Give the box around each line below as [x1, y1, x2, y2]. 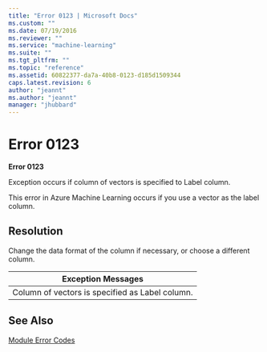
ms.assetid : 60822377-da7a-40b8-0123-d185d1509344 [8, 71, 181, 79]
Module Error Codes [8, 335, 75, 345]
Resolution [8, 225, 63, 238]
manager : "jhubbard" [8, 101, 78, 109]
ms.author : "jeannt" [8, 94, 78, 102]
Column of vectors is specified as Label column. [12, 286, 194, 298]
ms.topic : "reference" [8, 64, 84, 72]
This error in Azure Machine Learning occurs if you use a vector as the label [8, 193, 260, 202]
